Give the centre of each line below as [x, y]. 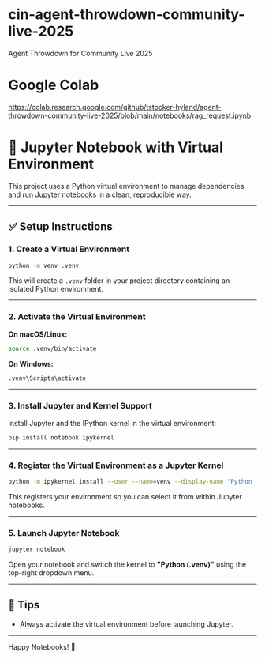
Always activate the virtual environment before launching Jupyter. [127, 624]
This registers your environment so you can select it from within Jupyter [125, 496]
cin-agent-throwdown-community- [127, 15]
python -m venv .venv [44, 265]
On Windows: [31, 363]
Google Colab [54, 85]
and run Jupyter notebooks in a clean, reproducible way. [100, 194]
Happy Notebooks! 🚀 [42, 646]
